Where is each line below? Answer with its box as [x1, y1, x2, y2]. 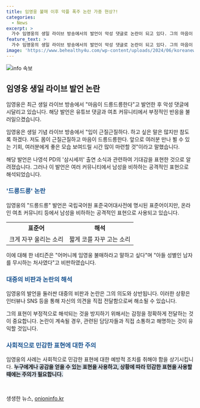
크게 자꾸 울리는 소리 [9, 235, 64, 243]
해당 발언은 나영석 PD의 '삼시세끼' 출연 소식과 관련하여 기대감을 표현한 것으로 [6, 155, 185, 163]
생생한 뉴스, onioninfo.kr [6, 395, 64, 402]
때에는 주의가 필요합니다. [6, 370, 64, 378]
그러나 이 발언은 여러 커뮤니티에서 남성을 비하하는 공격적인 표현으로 [33, 163, 189, 170]
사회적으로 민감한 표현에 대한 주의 [6, 341, 96, 350]
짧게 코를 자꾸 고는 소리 [69, 235, 131, 243]
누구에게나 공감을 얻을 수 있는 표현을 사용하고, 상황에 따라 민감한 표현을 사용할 [14, 363, 192, 370]
